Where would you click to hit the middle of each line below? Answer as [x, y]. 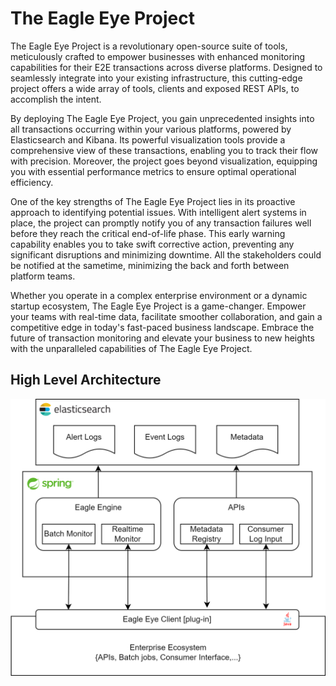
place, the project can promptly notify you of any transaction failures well [161, 223]
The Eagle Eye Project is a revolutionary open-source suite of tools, [149, 46]
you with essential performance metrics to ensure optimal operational [153, 171]
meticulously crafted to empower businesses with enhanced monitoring [158, 56]
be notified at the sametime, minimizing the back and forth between [150, 265]
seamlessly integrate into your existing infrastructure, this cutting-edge [156, 78]
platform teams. [43, 276]
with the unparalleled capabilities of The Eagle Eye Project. [131, 348]
